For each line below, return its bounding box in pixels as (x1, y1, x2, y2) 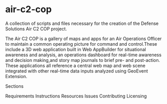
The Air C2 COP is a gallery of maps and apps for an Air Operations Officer (5, 36, 162, 42)
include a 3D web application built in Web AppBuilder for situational (5, 46, 146, 52)
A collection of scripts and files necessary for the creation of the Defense (5, 20, 159, 26)
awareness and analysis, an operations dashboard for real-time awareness (5, 52, 161, 58)
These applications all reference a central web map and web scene (5, 62, 146, 68)
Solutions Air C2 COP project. (5, 25, 68, 31)
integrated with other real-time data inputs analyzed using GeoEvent (5, 67, 148, 74)
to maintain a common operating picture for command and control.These (5, 41, 157, 47)
